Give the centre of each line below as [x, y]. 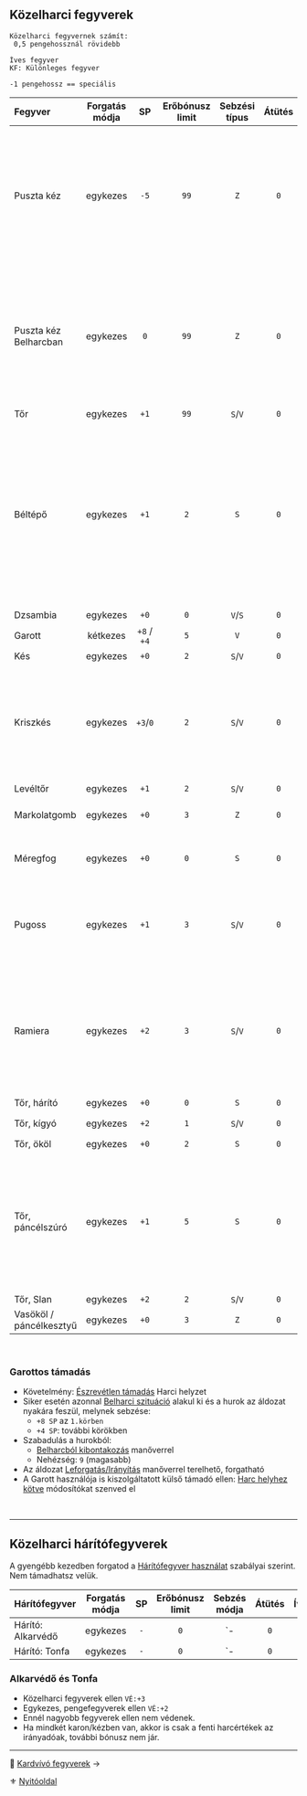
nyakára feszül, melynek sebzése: [86, 1411]
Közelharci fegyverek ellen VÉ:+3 [84, 1698]
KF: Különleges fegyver [55, 68]
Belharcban [39, 342]
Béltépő [31, 514]
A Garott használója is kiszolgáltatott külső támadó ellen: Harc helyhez [155, 1479]
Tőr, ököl [33, 1143]
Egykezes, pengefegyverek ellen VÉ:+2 [95, 1708]
